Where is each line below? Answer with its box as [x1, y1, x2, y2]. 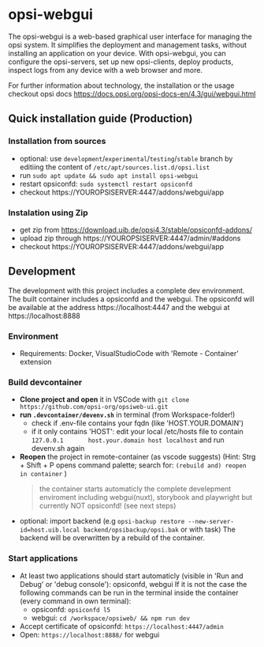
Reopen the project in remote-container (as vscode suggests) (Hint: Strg [19, 452, 256, 462]
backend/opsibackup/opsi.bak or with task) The [83, 524, 236, 535]
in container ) [19, 469, 67, 479]
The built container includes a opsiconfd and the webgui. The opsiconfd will [8, 294, 255, 304]
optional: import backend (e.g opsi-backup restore [19, 516, 185, 526]
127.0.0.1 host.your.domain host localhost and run [31, 435, 225, 445]
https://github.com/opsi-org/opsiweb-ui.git [19, 403, 169, 411]
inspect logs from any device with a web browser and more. [8, 65, 203, 74]
